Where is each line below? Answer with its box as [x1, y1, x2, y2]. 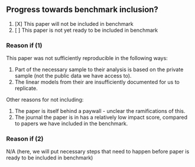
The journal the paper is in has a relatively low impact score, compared [14, 114, 188, 121]
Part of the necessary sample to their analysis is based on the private [14, 66, 184, 73]
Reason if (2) [6, 135, 44, 143]
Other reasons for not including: [6, 96, 84, 103]
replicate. [14, 85, 38, 92]
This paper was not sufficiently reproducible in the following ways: [6, 55, 168, 62]
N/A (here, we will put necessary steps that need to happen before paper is [6, 148, 190, 155]
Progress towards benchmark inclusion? [6, 5, 158, 15]
